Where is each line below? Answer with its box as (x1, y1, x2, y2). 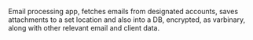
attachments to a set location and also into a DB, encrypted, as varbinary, (8, 15, 246, 24)
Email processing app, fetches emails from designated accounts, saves (8, 7, 238, 16)
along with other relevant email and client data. (8, 24, 159, 32)
